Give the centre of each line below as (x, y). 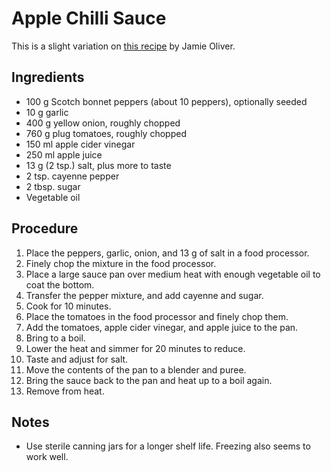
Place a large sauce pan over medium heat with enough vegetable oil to (173, 274)
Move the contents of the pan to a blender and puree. (136, 369)
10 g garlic (47, 112)
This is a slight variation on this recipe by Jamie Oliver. (123, 46)
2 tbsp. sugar (53, 186)
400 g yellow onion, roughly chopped (103, 123)
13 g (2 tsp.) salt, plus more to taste (98, 165)
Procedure (45, 228)
